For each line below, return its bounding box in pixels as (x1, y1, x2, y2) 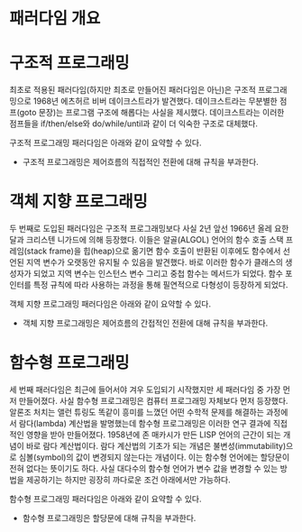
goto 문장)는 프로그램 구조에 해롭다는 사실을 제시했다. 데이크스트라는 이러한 (19, 107, 285, 118)
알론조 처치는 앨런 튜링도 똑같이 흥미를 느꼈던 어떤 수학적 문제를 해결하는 (9, 407, 264, 417)
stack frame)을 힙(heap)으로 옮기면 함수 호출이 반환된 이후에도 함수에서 (26, 245, 281, 257)
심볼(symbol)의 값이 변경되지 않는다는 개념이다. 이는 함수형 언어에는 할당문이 (18, 452, 290, 463)
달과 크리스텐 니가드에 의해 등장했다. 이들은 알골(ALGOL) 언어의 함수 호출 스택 (9, 234, 284, 245)
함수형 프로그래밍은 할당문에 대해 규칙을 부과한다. (22, 513, 197, 523)
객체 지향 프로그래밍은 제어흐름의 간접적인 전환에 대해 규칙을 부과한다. (22, 317, 269, 329)
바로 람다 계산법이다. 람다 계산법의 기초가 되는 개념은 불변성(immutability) (25, 441, 287, 451)
